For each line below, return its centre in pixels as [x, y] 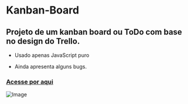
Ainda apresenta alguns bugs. [51, 66]
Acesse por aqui [30, 82]
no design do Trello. [43, 41]
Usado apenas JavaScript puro [52, 55]
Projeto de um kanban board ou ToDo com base [94, 32]
